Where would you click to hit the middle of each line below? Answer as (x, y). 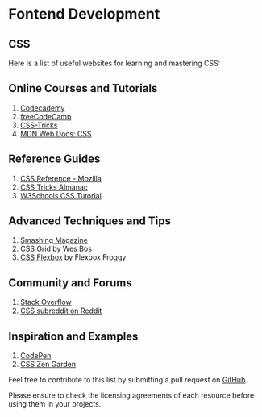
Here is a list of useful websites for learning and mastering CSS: (114, 63)
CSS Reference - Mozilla (61, 178)
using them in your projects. (55, 404)
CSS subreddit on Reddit (61, 311)
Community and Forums (70, 283)
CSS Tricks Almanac (54, 187)
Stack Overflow (46, 302)
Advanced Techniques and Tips (90, 221)
